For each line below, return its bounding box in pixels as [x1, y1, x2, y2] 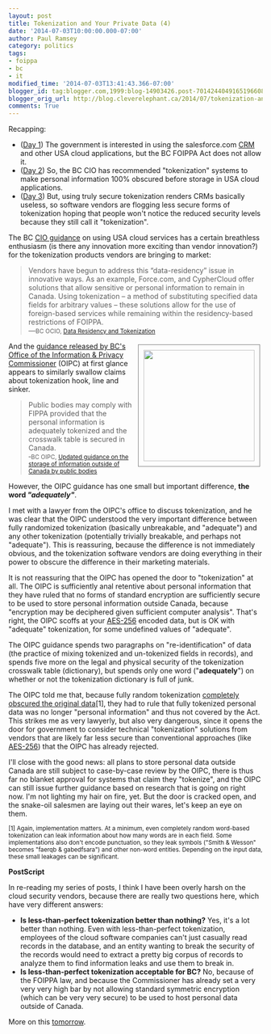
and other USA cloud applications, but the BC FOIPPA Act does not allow [19, 149, 262, 158]
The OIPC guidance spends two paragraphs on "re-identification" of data [8, 640, 252, 650]
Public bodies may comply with [27, 400, 132, 410]
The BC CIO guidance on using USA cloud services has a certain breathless [8, 233, 261, 243]
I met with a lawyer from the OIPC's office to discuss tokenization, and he [8, 506, 252, 516]
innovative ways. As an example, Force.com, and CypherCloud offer [27, 274, 255, 284]
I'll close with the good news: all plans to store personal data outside [8, 758, 236, 767]
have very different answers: [8, 900, 103, 909]
